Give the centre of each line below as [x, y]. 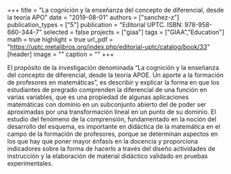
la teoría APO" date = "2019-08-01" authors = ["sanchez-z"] [93, 17]
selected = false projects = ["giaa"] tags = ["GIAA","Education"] [134, 32]
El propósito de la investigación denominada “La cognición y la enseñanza [113, 68]
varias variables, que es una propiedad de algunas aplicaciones [98, 97]
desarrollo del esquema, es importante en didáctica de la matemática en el [114, 127]
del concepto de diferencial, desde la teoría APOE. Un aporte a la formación [115, 75]
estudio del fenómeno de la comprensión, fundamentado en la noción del [112, 119]
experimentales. [30, 163]
